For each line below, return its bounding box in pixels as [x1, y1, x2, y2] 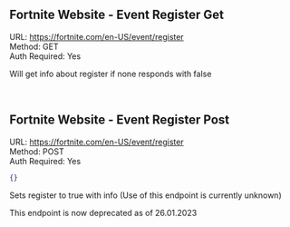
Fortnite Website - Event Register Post [9, 113, 229, 128]
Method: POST [9, 145, 65, 157]
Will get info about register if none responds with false [9, 68, 212, 79]
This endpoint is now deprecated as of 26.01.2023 [9, 207, 198, 218]
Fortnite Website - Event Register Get [9, 7, 225, 23]
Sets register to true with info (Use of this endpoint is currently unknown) [9, 190, 283, 201]
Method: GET [9, 41, 59, 52]
